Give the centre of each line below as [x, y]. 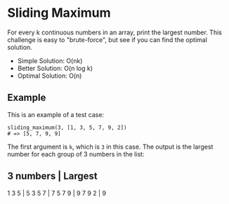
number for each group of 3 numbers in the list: [76, 154]
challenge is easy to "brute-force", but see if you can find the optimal [107, 39]
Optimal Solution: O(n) [50, 76]
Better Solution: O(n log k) [55, 68]
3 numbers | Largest [52, 176]
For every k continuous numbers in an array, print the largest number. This [115, 32]
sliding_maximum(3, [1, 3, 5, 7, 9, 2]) [67, 128]
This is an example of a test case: [55, 114]
